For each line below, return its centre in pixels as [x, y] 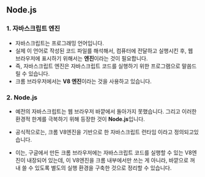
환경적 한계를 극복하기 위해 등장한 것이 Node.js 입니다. [80, 119]
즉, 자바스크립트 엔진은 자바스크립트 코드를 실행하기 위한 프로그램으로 [98, 66]
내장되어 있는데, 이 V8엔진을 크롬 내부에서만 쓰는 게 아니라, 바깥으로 [107, 160]
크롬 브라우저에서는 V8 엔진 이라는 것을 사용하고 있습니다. [83, 81]
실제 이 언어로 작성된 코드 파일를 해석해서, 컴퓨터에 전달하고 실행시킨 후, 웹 [104, 51]
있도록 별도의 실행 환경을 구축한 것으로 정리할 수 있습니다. [103, 168]
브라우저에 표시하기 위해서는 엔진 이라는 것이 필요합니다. [81, 58]
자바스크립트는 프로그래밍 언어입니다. [59, 43]
